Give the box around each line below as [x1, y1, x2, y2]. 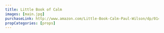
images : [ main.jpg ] [5, 12, 45, 16]
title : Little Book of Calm [5, 7, 62, 12]
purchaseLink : [5, 16, 34, 21]
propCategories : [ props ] [5, 20, 56, 26]
